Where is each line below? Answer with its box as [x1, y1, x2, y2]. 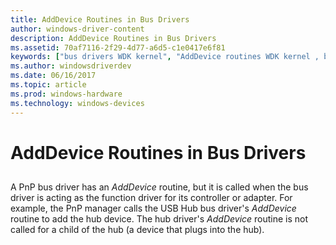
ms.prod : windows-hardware [10, 89, 123, 99]
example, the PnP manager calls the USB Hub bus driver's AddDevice [10, 202, 297, 215]
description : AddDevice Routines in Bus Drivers [10, 33, 217, 43]
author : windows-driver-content [10, 24, 145, 34]
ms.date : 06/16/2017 [10, 71, 97, 81]
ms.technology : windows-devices [10, 98, 145, 108]
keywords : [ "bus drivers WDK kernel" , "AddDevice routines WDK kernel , [10, 52, 320, 62]
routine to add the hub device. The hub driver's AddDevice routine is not [10, 213, 309, 225]
